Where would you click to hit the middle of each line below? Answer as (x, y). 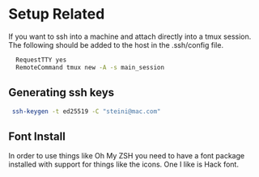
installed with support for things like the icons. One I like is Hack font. (123, 164)
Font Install (37, 136)
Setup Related (57, 14)
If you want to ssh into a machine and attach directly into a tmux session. (130, 36)
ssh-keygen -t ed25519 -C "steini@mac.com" (86, 111)
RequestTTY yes (41, 60)
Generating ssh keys (62, 93)
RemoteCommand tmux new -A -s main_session (90, 67)
